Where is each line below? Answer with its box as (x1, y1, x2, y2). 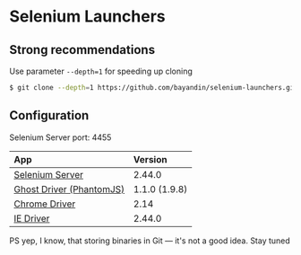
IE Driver (13, 212, 50, 224)
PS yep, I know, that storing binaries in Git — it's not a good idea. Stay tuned (9, 235, 291, 246)
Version (133, 153, 168, 165)
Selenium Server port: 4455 (9, 132, 112, 143)
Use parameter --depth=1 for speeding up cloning (9, 66, 193, 76)
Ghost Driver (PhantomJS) (13, 182, 125, 195)
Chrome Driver (13, 198, 76, 210)
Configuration (9, 108, 90, 123)
